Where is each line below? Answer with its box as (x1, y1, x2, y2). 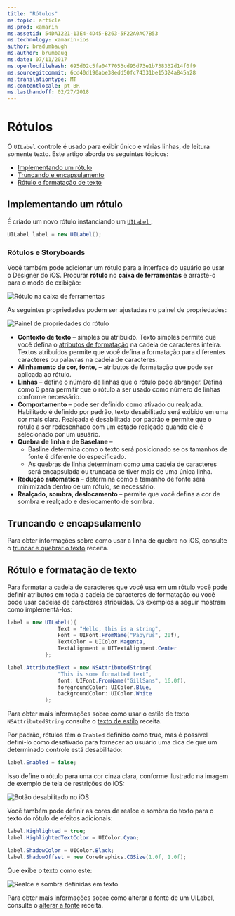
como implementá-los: (7, 605, 72, 614)
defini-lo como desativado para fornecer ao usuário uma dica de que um (7, 738, 217, 747)
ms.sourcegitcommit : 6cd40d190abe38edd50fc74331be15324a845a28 (7, 69, 196, 76)
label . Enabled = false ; (7, 759, 77, 766)
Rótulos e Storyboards (7, 247, 86, 257)
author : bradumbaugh (7, 43, 68, 50)
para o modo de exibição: (7, 278, 81, 287)
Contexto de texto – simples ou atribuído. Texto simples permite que (17, 333, 216, 342)
